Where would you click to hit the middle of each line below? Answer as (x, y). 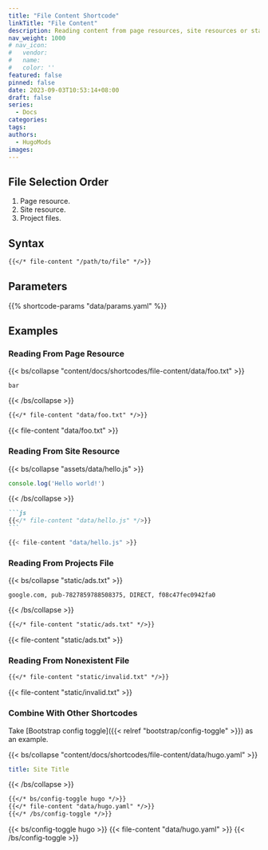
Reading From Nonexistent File (69, 660)
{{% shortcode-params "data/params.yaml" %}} (88, 305)
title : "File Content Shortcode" (64, 16)
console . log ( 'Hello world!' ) (57, 483)
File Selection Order (59, 182)
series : (21, 105)
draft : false (30, 98)
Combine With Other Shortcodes (73, 713)
